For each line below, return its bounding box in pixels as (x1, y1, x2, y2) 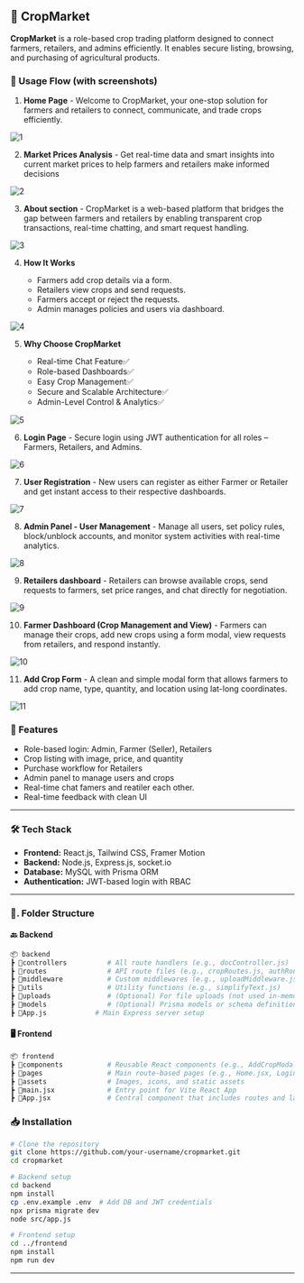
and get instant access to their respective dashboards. (23, 486, 226, 497)
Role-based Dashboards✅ (36, 366, 134, 377)
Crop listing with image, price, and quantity (23, 754, 184, 765)
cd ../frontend (10, 1239, 68, 1249)
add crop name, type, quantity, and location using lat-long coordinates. (23, 683, 288, 694)
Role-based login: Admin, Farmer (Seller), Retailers (23, 744, 213, 755)
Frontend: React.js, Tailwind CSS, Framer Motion (23, 847, 206, 857)
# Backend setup (10, 1173, 71, 1182)
